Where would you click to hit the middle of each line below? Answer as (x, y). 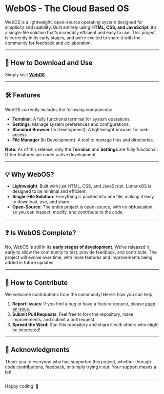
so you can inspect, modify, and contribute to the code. (68, 212)
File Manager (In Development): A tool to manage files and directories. (83, 139)
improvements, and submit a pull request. (54, 319)
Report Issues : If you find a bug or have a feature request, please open (84, 304)
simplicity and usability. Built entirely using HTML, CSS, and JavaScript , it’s (81, 27)
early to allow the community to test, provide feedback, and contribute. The (81, 252)
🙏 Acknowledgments (37, 350)
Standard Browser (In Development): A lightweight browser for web (80, 129)
